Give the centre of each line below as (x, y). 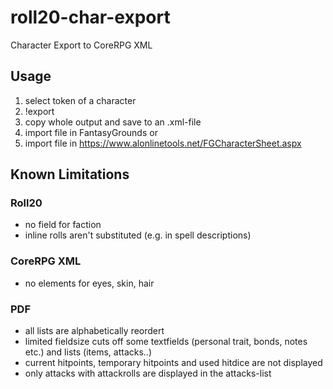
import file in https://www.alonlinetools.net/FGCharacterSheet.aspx (163, 143)
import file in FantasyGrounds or (91, 132)
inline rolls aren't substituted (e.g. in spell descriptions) (138, 235)
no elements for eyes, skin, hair (89, 283)
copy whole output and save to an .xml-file (113, 122)
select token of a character (80, 100)
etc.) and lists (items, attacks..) (88, 352)
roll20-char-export (90, 17)
